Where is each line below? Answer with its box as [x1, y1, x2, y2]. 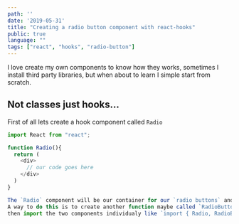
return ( [14, 151, 40, 158]
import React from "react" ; [7, 131, 91, 139]
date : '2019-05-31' [7, 17, 65, 24]
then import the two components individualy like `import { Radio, [7, 210, 212, 217]
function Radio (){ [7, 144, 62, 151]
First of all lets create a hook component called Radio [7, 117, 163, 126]
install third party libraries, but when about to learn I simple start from [7, 70, 211, 79]
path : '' [7, 10, 33, 18]
